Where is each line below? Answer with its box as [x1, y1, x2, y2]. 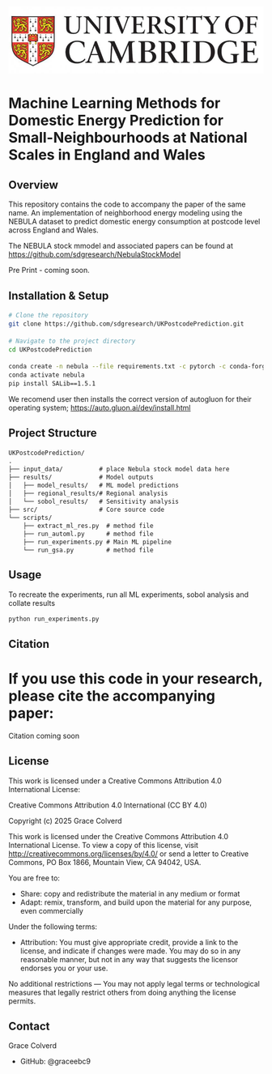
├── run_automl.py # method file [23, 530, 154, 538]
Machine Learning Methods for [8, 94, 221, 113]
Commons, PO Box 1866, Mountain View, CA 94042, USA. [8, 857, 202, 867]
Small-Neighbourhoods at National [8, 129, 249, 147]
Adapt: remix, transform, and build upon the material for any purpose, [19, 897, 253, 907]
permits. [8, 995, 36, 1006]
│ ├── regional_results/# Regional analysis [8, 489, 168, 497]
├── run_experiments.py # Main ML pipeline [23, 538, 172, 546]
